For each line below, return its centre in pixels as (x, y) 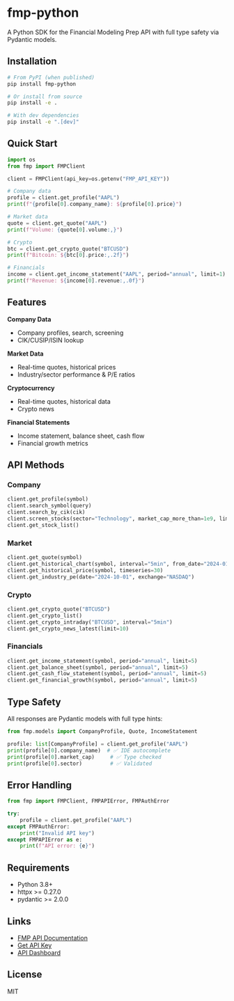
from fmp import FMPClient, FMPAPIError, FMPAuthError (88, 801)
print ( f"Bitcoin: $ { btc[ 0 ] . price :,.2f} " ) (68, 255)
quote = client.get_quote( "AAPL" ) (57, 223)
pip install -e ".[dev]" (43, 122)
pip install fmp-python (42, 84)
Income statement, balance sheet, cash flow (81, 436)
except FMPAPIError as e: (45, 840)
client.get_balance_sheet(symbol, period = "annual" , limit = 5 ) (98, 667)
